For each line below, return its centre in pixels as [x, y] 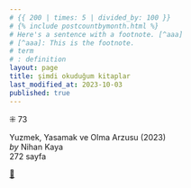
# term [22, 51]
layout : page [34, 68]
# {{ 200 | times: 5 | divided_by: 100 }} [90, 18]
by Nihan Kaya [36, 147]
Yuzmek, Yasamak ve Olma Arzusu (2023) [88, 137]
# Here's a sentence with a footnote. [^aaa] [96, 34]
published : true [40, 93]
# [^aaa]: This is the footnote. [72, 43]
